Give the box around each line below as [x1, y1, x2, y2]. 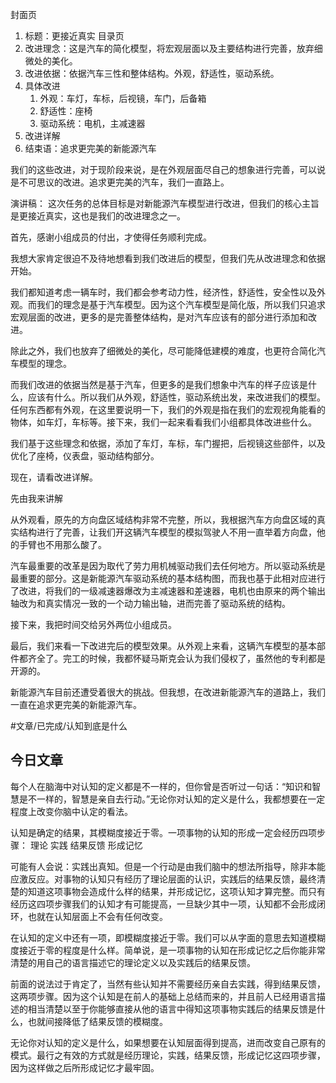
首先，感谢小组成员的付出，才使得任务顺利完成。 [10, 231, 212, 243]
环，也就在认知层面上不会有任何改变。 [10, 910, 168, 922]
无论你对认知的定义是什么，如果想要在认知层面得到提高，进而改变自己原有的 [10, 1036, 326, 1048]
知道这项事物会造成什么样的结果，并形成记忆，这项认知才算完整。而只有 [27, 885, 326, 897]
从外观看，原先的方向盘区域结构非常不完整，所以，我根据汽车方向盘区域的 [10, 514, 317, 525]
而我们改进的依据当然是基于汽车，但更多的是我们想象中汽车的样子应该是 [10, 379, 308, 390]
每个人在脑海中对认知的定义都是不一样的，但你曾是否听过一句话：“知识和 [10, 780, 313, 792]
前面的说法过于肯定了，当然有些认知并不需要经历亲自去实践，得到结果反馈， [10, 978, 326, 990]
